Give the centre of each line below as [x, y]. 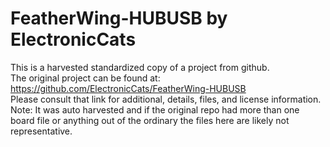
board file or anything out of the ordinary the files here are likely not [150, 120]
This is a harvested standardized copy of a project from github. [140, 67]
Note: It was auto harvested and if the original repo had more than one [155, 109]
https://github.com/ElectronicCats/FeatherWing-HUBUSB [128, 88]
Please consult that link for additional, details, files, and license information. [166, 99]
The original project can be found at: [85, 78]
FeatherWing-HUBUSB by [119, 18]
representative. [41, 131]
